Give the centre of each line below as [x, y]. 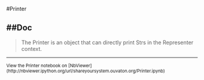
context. [32, 48]
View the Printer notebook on [37, 65]
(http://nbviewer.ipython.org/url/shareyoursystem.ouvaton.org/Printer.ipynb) [86, 71]
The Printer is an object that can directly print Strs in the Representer [107, 42]
